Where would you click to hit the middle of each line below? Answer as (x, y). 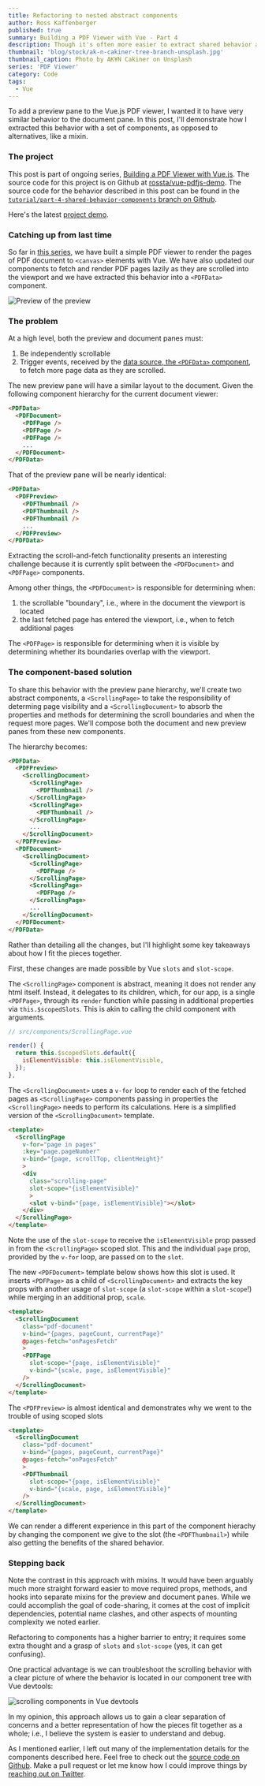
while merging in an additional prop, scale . (77, 1297)
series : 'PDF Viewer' (44, 67)
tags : (17, 81)
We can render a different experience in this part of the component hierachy (132, 1526)
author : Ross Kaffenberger (52, 23)
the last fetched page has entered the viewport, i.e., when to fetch (127, 620)
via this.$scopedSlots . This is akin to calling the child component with (122, 1009)
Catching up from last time (60, 235)
